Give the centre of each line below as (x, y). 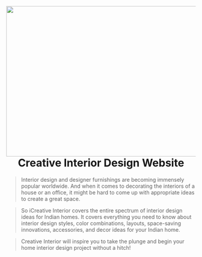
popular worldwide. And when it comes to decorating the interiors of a (108, 186)
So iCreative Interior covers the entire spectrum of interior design (102, 210)
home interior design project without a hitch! (76, 247)
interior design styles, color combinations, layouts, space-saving (101, 223)
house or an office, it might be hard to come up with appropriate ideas (108, 192)
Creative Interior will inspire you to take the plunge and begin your (103, 241)
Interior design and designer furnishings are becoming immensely (103, 179)
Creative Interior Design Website (101, 163)
